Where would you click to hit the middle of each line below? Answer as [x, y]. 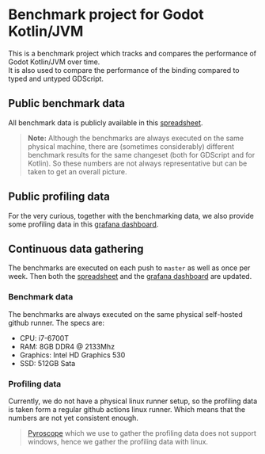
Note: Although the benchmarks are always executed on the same [135, 138]
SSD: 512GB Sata [47, 363]
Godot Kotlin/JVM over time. [54, 62]
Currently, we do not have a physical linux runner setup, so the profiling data [133, 401]
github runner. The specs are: [57, 322]
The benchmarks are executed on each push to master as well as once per [129, 268]
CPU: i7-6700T [44, 338]
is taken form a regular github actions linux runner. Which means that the [127, 409]
